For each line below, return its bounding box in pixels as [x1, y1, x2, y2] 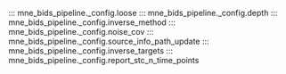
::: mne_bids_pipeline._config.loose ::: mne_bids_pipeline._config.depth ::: [8, 8, 278, 18]
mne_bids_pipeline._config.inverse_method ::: [8, 17, 176, 28]
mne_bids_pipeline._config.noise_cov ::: [8, 27, 154, 37]
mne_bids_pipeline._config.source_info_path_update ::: [8, 36, 210, 46]
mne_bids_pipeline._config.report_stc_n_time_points [8, 55, 200, 65]
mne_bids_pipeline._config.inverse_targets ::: [8, 45, 174, 56]
